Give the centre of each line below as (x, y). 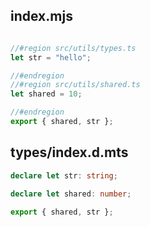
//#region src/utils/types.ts (73, 48)
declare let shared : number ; (71, 194)
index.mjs (41, 16)
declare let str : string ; (64, 175)
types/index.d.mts (69, 152)
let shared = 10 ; (46, 94)
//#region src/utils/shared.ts (75, 85)
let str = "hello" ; (51, 57)
